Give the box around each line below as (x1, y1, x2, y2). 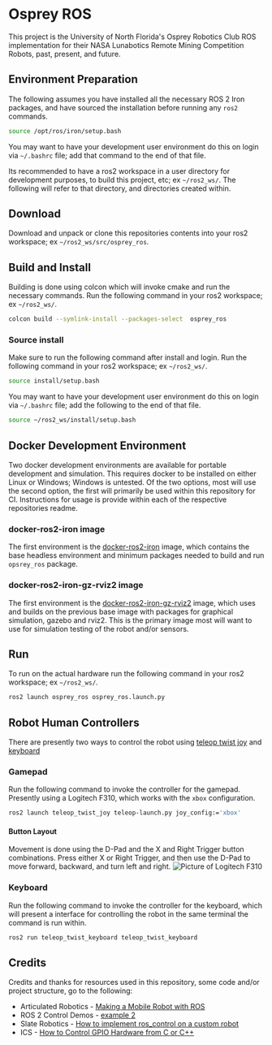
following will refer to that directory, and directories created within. (8, 184, 231, 193)
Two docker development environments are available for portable (8, 460, 227, 469)
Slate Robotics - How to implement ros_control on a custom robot (19, 1019, 240, 1029)
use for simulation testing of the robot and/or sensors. (8, 624, 189, 633)
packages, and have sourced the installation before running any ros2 (8, 102, 238, 112)
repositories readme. (8, 503, 79, 512)
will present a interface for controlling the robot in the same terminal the (8, 909, 249, 918)
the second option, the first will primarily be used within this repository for (8, 486, 256, 495)
